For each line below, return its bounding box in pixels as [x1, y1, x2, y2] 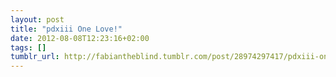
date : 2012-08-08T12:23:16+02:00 [10, 33, 150, 43]
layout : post [10, 14, 65, 25]
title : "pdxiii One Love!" [10, 24, 123, 34]
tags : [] [10, 42, 47, 53]
